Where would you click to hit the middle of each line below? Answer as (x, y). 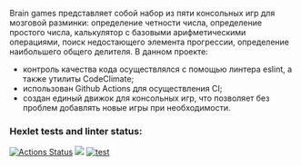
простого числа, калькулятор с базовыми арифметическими (128, 32)
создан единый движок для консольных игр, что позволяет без (146, 98)
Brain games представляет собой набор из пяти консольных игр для (142, 13)
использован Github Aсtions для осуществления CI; (122, 88)
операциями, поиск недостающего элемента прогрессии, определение (149, 42)
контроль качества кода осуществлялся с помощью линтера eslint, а (157, 69)
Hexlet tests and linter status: (76, 131)
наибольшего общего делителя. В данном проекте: (109, 52)
